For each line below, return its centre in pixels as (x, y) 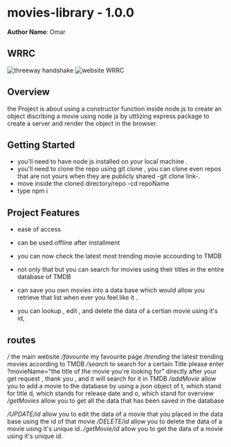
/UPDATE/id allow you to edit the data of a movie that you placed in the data (115, 414)
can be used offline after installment (68, 242)
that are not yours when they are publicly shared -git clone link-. (109, 176)
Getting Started (41, 145)
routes (21, 340)
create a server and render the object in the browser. (82, 123)
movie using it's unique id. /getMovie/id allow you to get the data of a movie (115, 429)
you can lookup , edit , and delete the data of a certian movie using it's (117, 311)
